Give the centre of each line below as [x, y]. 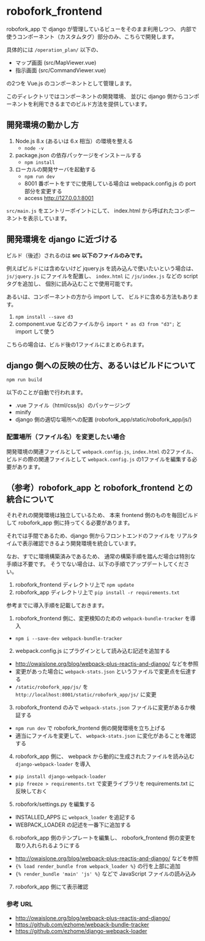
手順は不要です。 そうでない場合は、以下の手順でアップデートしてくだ [95, 564]
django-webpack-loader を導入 [53, 764]
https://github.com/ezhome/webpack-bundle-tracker [82, 924]
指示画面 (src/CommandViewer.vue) [61, 70]
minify [23, 412]
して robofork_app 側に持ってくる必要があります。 [70, 523]
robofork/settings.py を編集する [55, 804]
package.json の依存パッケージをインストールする [78, 155]
